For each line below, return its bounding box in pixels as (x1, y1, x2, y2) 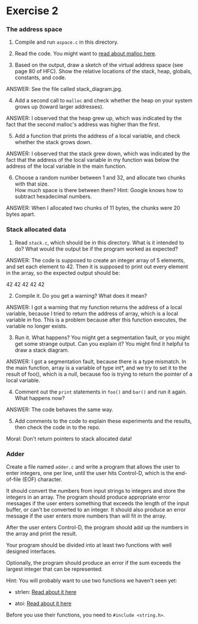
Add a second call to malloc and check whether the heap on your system (14, 97, 193, 104)
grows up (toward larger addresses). (14, 103, 104, 110)
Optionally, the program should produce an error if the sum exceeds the (6, 560, 181, 567)
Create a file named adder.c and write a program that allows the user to (6, 463, 180, 470)
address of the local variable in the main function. (6, 162, 127, 170)
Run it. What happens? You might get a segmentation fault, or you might (14, 334, 190, 341)
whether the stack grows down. (14, 139, 92, 146)
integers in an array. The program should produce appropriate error (6, 493, 170, 500)
